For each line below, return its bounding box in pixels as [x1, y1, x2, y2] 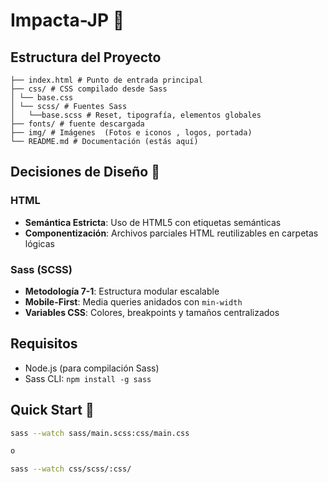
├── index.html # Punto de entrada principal [10, 75, 203, 85]
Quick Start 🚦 [10, 402, 95, 419]
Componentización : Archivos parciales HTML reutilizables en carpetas [24, 227, 319, 239]
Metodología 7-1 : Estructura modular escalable [24, 285, 220, 297]
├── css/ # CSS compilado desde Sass [10, 84, 168, 94]
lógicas [24, 237, 55, 249]
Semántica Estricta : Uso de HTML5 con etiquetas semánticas [24, 216, 282, 228]
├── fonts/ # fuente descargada [10, 119, 145, 129]
